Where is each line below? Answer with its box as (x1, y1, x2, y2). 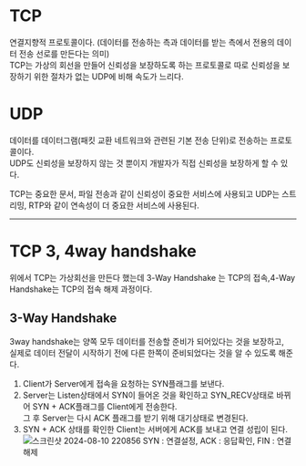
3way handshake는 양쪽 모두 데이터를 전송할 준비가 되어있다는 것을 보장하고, (9, 336, 285, 347)
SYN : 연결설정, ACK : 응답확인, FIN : (142, 435, 275, 446)
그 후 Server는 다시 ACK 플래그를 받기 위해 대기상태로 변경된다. (22, 412, 249, 423)
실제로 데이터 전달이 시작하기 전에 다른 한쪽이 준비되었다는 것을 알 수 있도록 (9, 347, 277, 358)
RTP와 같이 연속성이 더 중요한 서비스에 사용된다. (28, 200, 200, 211)
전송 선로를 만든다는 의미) (18, 47, 110, 59)
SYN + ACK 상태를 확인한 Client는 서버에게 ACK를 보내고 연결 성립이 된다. (22, 423, 289, 434)
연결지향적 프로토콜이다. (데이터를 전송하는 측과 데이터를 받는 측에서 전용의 (9, 36, 275, 47)
